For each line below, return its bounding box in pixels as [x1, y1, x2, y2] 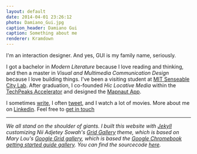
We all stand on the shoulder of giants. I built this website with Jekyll [6, 122, 172, 129]
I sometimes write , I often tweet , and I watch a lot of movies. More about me [6, 100, 190, 106]
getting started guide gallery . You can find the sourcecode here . [6, 141, 161, 148]
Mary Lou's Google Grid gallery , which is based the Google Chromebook [6, 135, 182, 142]
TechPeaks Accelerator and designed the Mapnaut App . [6, 88, 142, 95]
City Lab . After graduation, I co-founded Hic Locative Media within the [6, 82, 176, 88]
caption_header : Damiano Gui [6, 25, 77, 31]
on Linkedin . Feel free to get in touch [6, 106, 95, 112]
